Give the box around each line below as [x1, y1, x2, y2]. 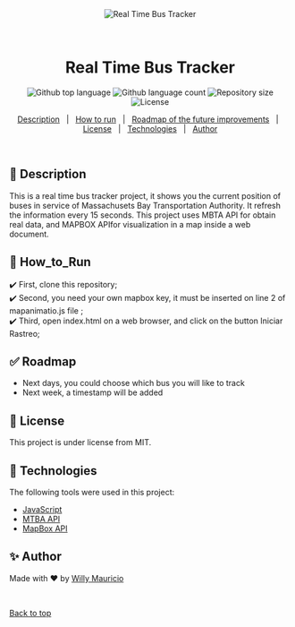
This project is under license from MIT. [9, 437, 152, 448]
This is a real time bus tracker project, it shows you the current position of [9, 190, 282, 201]
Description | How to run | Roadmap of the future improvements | [17, 114, 279, 125]
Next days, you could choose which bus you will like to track [21, 378, 246, 389]
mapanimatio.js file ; [9, 305, 83, 316]
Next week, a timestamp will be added [21, 387, 164, 398]
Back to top [9, 607, 52, 618]
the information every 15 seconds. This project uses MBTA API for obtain [9, 210, 276, 220]
